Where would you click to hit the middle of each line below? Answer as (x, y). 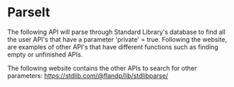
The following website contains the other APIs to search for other (102, 68)
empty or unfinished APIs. (45, 54)
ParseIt (29, 12)
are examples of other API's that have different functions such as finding (113, 47)
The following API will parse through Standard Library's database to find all (117, 32)
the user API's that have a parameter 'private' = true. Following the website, (117, 39)
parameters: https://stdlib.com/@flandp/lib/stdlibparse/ (88, 76)
